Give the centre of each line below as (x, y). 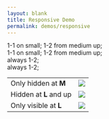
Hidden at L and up (41, 94)
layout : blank (27, 13)
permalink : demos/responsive (49, 26)
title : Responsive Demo (41, 20)
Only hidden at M (38, 83)
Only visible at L (36, 105)
